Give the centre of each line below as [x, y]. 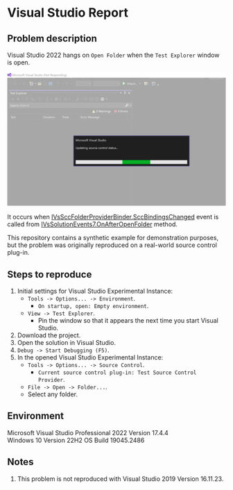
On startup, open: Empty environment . [93, 305]
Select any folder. [53, 394]
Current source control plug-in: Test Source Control [117, 373]
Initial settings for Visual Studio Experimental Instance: [95, 291]
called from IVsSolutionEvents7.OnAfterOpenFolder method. [93, 224]
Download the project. [49, 335]
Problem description [52, 39]
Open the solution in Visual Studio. [67, 342]
